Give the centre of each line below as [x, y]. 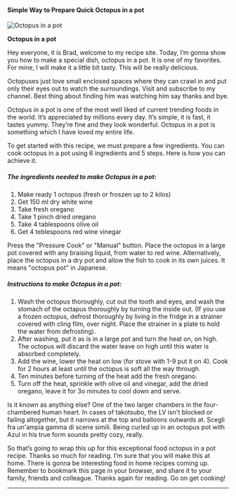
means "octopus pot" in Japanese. [57, 268]
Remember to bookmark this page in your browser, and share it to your [110, 471]
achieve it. [22, 161]
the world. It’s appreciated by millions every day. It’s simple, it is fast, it [109, 117]
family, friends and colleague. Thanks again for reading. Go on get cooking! [117, 478]
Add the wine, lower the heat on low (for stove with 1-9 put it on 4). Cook [123, 361]
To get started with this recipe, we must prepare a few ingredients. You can [116, 146]
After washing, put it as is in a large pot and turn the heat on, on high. [118, 339]
